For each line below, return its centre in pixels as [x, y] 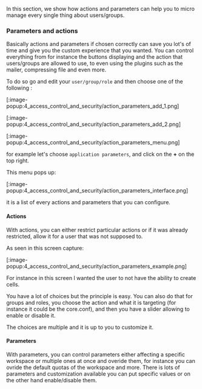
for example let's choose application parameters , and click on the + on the [100, 155]
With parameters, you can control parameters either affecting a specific [96, 354]
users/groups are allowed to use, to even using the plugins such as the [95, 64]
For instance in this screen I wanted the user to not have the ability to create [101, 278]
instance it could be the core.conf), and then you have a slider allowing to [98, 309]
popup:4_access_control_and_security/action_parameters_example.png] [96, 266]
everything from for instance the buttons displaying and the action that [95, 57]
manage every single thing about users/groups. [66, 15]
